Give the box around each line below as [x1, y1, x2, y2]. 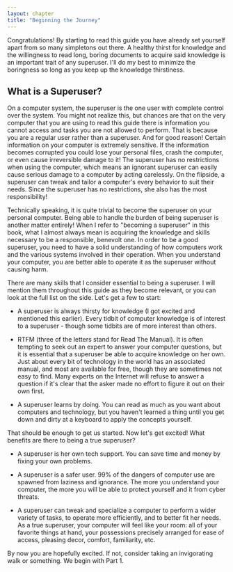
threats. [17, 493, 40, 501]
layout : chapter [7, 10, 54, 17]
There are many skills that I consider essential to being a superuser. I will [7, 279, 216, 287]
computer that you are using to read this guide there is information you [7, 119, 210, 127]
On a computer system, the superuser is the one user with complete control [7, 104, 224, 112]
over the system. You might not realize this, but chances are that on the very [7, 111, 226, 120]
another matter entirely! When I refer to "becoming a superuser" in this [7, 221, 210, 230]
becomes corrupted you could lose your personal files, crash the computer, [7, 148, 224, 157]
